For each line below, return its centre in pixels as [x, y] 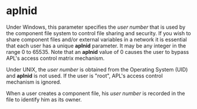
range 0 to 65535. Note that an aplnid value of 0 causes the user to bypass [98, 52]
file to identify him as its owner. [44, 99]
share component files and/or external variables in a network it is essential [96, 39]
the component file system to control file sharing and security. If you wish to [99, 33]
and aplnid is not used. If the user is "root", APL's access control [85, 76]
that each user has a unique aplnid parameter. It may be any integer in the [96, 46]
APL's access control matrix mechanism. [55, 58]
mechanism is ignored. [34, 82]
